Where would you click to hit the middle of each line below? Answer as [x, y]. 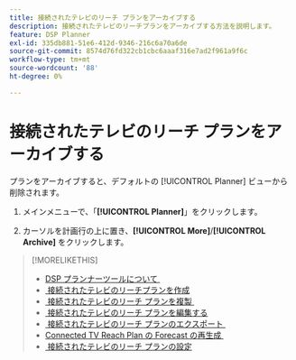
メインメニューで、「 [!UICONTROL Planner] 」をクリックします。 [142, 211]
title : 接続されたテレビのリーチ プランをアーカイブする [103, 18]
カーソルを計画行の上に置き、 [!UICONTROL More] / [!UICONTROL [144, 230]
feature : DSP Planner [50, 34]
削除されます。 [37, 192]
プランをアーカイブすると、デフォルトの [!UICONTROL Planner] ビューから [149, 180]
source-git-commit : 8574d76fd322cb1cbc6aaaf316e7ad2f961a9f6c [129, 51]
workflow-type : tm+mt [50, 60]
